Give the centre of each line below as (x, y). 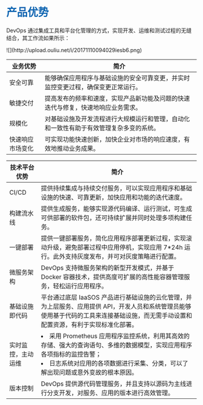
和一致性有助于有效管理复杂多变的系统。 (102, 128)
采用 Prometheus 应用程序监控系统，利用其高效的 (120, 336)
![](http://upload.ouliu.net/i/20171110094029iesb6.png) (74, 50)
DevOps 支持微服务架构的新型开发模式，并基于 (108, 267)
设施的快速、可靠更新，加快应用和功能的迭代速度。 (113, 197)
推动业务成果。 (78, 148)
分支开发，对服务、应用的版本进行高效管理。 (110, 393)
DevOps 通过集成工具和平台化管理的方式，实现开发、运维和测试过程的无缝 (99, 30)
